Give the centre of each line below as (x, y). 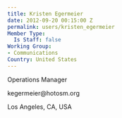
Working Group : (30, 46)
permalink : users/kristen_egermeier (61, 27)
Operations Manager (37, 79)
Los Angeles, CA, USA (39, 107)
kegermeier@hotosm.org (43, 93)
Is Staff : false (37, 40)
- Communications (33, 53)
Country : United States (42, 60)
